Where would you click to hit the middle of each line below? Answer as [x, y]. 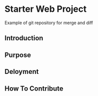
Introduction [24, 38]
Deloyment [22, 72]
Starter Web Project [46, 9]
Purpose [18, 55]
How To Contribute [34, 88]
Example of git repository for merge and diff [49, 23]
